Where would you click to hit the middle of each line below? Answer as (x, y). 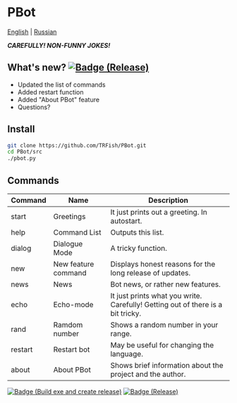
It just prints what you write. (156, 296)
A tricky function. (139, 248)
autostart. (126, 221)
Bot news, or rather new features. (165, 284)
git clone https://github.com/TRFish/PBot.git (77, 145)
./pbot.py (22, 159)
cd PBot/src (25, 152)
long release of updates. (151, 273)
